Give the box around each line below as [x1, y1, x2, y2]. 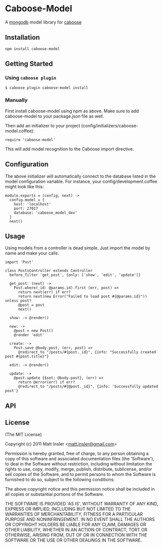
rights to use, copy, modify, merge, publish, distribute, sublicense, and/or [5, 466, 152, 472]
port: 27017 [14, 206, 38, 211]
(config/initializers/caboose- [81, 123, 138, 128]
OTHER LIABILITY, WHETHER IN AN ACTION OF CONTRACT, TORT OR [5, 526, 147, 532]
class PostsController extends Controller [5, 268, 93, 273]
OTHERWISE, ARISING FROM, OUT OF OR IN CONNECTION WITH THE [5, 532, 147, 538]
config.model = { [9, 197, 45, 202]
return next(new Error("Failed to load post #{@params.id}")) [18, 294, 147, 299]
